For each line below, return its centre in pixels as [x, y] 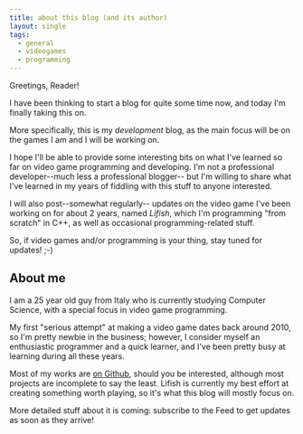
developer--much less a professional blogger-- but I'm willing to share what [151, 176]
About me [38, 278]
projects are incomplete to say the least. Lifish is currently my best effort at [149, 383]
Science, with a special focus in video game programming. [118, 309]
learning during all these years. [67, 356]
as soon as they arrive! [52, 420]
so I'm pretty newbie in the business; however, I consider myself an [135, 336]
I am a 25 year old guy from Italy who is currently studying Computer [138, 300]
